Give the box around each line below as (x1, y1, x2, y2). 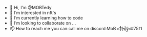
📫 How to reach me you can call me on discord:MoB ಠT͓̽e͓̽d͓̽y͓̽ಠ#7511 (9, 26, 143, 31)
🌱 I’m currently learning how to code (9, 15, 83, 20)
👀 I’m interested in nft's (9, 10, 56, 16)
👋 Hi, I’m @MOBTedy (9, 5, 52, 10)
